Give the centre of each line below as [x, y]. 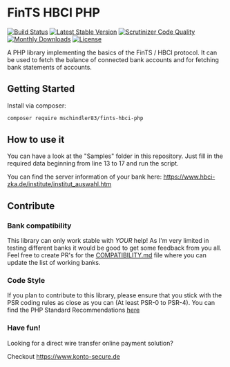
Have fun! [24, 328]
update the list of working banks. [54, 263]
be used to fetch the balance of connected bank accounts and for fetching [113, 59]
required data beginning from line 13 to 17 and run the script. [93, 163]
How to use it [36, 140]
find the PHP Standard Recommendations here [74, 310]
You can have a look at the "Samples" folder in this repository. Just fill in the [115, 156]
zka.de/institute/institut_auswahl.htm [59, 184]
